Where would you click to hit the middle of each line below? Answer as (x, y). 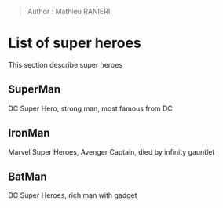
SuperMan (35, 89)
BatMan (27, 176)
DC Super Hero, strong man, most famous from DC (90, 108)
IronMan (29, 133)
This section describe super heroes (66, 64)
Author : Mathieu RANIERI (69, 11)
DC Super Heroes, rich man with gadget (73, 195)
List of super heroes (75, 43)
